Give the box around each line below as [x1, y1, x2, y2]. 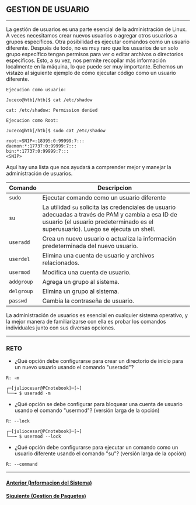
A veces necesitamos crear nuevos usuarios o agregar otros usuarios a [6, 32, 177, 39]
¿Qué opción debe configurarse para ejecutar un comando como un [14, 444, 178, 451]
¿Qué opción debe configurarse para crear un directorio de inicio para [14, 358, 184, 365]
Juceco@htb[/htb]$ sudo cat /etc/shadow [6, 128, 106, 133]
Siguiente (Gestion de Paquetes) [6, 493, 86, 500]
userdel [9, 256, 30, 262]
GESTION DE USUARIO [6, 5, 89, 15]
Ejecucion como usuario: [6, 87, 66, 92]
